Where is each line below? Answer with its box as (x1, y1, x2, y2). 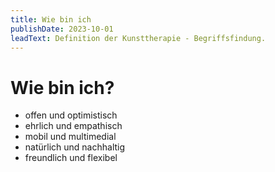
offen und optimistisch (24, 109, 118, 121)
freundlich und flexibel (24, 152, 118, 164)
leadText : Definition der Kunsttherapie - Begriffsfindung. (10, 33, 267, 43)
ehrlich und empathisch (24, 120, 123, 132)
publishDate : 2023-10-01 (10, 24, 114, 34)
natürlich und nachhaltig (24, 141, 126, 153)
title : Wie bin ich (10, 14, 92, 25)
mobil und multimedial (24, 131, 117, 143)
